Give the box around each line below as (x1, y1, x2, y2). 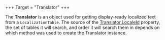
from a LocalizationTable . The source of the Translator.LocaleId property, (5, 19, 160, 25)
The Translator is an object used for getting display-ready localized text (5, 14, 156, 19)
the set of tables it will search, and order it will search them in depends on (5, 24, 160, 30)
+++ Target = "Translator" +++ (5, 4, 70, 10)
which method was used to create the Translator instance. (5, 30, 127, 35)
